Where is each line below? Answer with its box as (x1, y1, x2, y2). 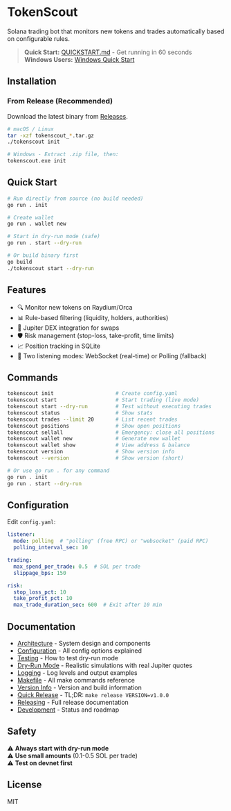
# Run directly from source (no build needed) (7, 195, 144, 202)
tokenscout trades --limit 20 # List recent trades (7, 416, 178, 423)
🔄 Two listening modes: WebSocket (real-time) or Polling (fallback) (17, 351, 207, 360)
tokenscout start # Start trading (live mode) (7, 396, 199, 403)
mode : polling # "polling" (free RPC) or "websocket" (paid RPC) (13, 537, 209, 545)
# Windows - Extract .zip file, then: (7, 151, 119, 158)
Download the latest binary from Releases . (7, 112, 128, 120)
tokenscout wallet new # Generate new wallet (7, 435, 181, 442)
